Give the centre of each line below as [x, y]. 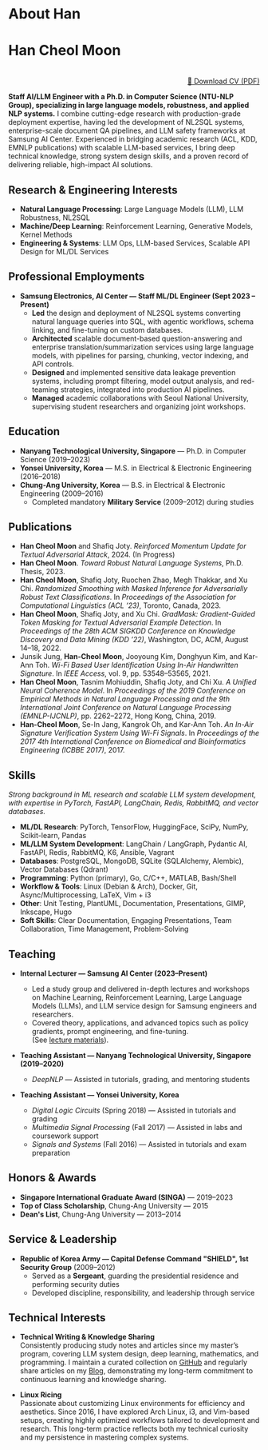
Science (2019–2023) [55, 459]
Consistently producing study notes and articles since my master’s [129, 1345]
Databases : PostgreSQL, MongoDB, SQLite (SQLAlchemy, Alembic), [132, 861]
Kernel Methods [46, 234]
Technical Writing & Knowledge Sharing [87, 1337]
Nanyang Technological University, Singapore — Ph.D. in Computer [133, 451]
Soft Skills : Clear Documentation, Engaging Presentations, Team [126, 921]
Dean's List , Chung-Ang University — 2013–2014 [100, 1214]
